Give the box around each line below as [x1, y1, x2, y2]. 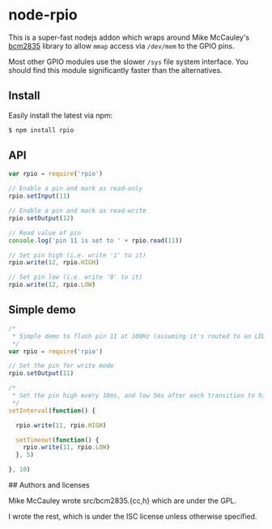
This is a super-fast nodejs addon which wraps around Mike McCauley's [8, 32, 249, 42]
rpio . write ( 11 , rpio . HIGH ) [15, 421, 107, 429]
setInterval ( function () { [8, 407, 96, 415]
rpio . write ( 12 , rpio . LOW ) [8, 281, 96, 289]
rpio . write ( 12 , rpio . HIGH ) [8, 258, 100, 267]
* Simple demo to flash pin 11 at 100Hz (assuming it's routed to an [11, 332, 252, 340]
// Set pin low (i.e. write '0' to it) [8, 273, 143, 281]
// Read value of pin [8, 228, 82, 237]
